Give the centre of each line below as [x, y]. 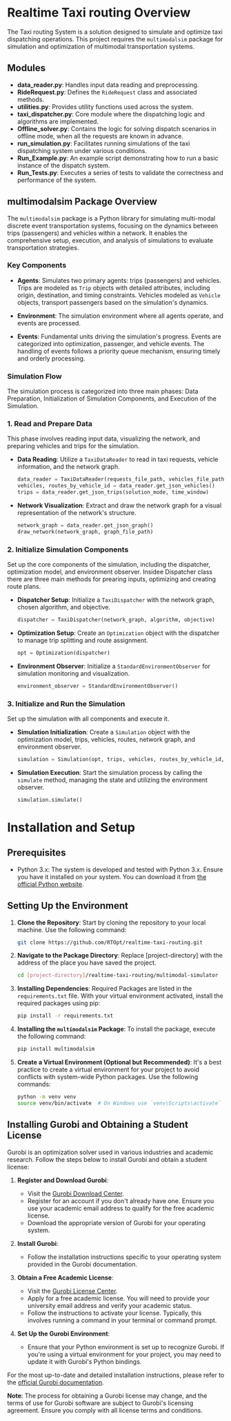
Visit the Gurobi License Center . [72, 1291]
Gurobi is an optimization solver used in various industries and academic [110, 1152]
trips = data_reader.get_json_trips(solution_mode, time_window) [113, 492]
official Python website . [50, 884]
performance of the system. [57, 180]
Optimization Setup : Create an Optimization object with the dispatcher [118, 633]
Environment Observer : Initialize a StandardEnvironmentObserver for [113, 666]
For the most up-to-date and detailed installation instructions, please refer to [116, 1375]
